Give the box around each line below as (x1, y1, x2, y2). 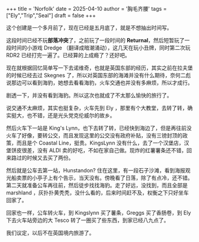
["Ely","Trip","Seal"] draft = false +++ (6, 12, 97, 19)
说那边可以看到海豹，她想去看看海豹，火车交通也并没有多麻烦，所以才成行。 (6, 79, 193, 86)
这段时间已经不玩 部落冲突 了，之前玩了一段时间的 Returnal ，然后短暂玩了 (6, 37, 185, 43)
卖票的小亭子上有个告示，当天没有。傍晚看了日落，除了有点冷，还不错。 (16, 174, 193, 181)
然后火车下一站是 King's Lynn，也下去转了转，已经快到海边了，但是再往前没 (6, 124, 192, 131)
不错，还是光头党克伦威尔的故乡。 (31, 112, 115, 119)
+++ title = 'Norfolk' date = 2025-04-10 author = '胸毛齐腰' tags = (6, 5, 167, 12)
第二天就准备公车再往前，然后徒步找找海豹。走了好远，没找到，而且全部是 (6, 182, 188, 188)
